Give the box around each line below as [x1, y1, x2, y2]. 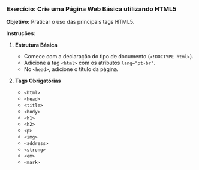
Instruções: [6, 30, 36, 37]
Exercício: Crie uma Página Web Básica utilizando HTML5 [6, 5, 177, 13]
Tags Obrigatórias [14, 77, 61, 85]
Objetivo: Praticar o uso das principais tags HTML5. [6, 18, 135, 26]
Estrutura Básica [14, 41, 58, 49]
